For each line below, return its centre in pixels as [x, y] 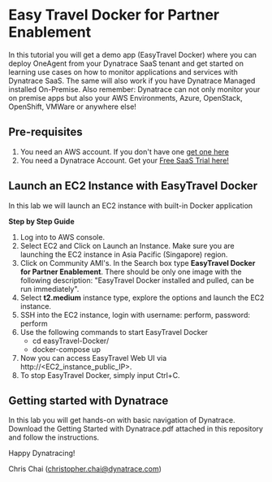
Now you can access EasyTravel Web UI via [93, 358]
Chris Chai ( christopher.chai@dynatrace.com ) [85, 469]
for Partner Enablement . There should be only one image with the [131, 271]
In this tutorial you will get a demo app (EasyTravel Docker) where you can [133, 54]
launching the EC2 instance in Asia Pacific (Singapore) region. [124, 254]
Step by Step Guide [41, 221]
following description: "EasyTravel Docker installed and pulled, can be [137, 280]
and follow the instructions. [54, 437]
